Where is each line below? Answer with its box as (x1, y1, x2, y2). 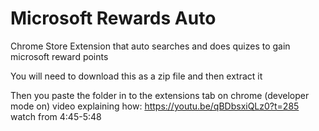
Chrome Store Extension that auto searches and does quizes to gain (10, 40, 291, 52)
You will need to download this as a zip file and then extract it (10, 70, 263, 82)
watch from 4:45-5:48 (10, 110, 102, 122)
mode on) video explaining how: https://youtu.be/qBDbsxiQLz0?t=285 (10, 100, 300, 112)
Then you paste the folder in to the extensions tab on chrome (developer (10, 89, 310, 101)
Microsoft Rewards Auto (10, 7, 217, 30)
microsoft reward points (10, 50, 109, 62)
